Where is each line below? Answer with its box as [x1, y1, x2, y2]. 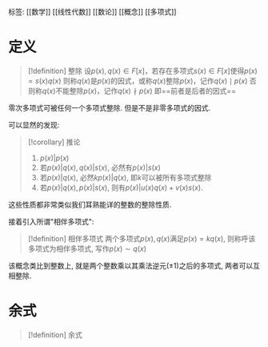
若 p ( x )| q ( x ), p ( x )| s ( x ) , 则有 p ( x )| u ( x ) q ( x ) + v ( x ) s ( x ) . [39, 183, 204, 192]
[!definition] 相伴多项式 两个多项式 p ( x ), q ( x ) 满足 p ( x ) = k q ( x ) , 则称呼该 [27, 233, 256, 243]
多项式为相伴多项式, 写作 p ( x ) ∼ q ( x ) [27, 244, 146, 253]
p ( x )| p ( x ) [39, 153, 70, 163]
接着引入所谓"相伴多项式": [8, 216, 94, 226]
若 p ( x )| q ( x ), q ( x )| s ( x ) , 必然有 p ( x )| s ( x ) [39, 163, 162, 172]
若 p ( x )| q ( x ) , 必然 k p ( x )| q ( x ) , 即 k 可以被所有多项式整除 [39, 172, 212, 182]
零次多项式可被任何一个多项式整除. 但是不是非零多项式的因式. [8, 103, 211, 112]
